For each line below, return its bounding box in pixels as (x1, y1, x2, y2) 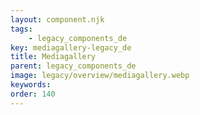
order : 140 (10, 89, 56, 99)
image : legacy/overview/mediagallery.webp (10, 71, 190, 81)
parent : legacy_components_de (10, 61, 137, 71)
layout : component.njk (10, 14, 105, 25)
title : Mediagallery (10, 52, 97, 62)
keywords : (10, 80, 52, 90)
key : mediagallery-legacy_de (10, 42, 132, 53)
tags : (10, 24, 33, 34)
